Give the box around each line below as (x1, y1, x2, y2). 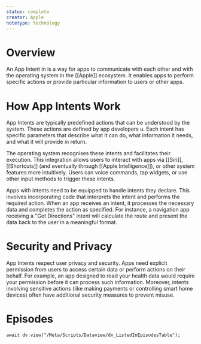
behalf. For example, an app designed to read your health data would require (6, 272, 195, 279)
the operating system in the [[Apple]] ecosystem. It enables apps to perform (6, 72, 194, 79)
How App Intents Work (6, 99, 121, 113)
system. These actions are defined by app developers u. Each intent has (6, 125, 184, 132)
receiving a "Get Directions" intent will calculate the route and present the (6, 212, 188, 219)
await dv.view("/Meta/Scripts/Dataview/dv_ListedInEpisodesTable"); (6, 332, 181, 339)
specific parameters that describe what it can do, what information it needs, (6, 132, 193, 139)
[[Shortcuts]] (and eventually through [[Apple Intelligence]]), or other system (6, 162, 195, 170)
